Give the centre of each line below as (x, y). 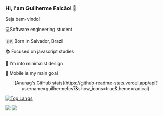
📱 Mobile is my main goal (32, 73)
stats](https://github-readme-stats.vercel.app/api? (105, 83)
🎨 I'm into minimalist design (34, 64)
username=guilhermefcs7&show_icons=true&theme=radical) (86, 89)
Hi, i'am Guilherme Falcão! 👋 (41, 8)
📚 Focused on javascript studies (40, 52)
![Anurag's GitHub (32, 83)
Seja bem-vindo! (23, 19)
